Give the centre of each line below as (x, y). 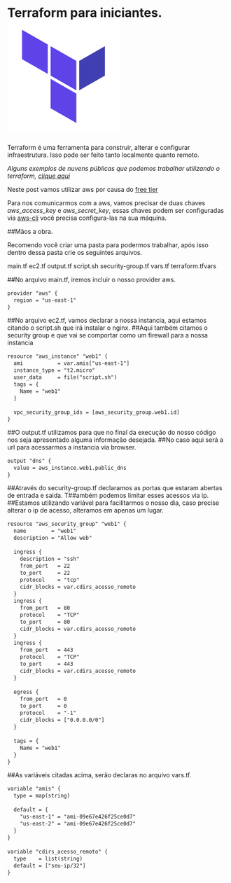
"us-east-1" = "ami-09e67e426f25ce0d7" (78, 816)
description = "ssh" (50, 559)
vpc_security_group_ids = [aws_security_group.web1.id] (97, 412)
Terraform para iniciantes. (85, 13)
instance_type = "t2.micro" (55, 370)
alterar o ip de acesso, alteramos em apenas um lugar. (86, 510)
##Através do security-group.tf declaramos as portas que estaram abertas (115, 487)
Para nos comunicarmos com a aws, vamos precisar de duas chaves (106, 203)
